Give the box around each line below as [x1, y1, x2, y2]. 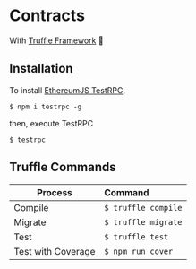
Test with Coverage [13, 245, 96, 257]
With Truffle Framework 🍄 [9, 35, 105, 46]
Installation [9, 61, 73, 76]
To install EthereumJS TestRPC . [9, 84, 125, 95]
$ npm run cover [104, 246, 174, 256]
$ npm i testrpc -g [9, 102, 82, 111]
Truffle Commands [9, 160, 116, 175]
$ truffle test [104, 231, 169, 242]
